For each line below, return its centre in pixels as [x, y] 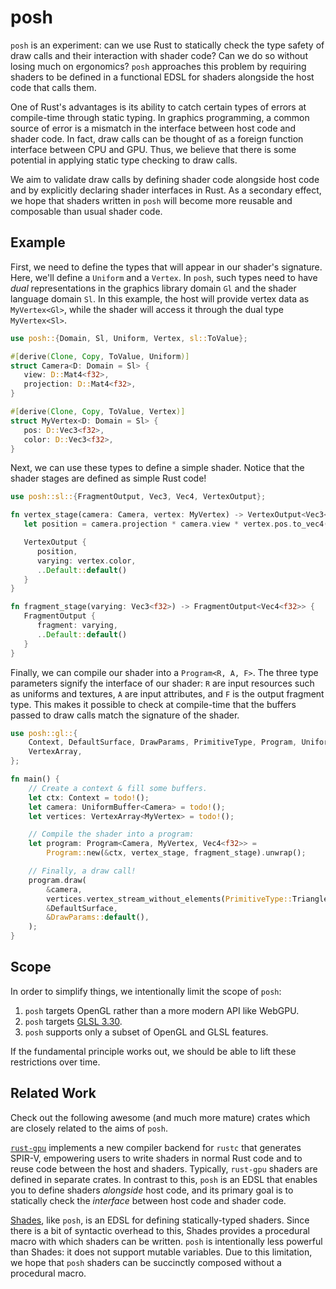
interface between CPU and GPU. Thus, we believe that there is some [153, 149]
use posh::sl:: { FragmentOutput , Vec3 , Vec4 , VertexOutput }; [138, 497]
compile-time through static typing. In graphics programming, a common [160, 117]
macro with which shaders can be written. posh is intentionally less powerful [166, 1241]
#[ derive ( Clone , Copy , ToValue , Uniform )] [100, 356]
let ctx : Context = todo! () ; [89, 797]
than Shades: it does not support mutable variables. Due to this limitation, [161, 1252]
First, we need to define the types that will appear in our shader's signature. [166, 267]
